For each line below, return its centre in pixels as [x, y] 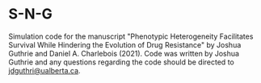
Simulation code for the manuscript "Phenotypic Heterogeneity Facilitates [131, 36]
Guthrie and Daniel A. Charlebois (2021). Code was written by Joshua [124, 53]
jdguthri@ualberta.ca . [44, 70]
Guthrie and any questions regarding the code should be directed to [121, 62]
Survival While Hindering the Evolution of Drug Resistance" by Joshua [125, 44]
